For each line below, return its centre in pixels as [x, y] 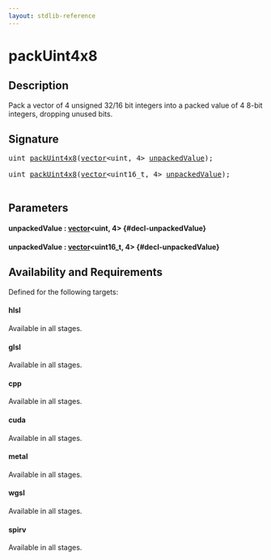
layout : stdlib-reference [52, 16]
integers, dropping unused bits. [61, 113]
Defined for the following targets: [64, 291]
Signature [34, 140]
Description [38, 86]
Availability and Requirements [86, 272]
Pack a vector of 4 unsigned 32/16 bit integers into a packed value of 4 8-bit [135, 105]
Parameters [38, 208]
